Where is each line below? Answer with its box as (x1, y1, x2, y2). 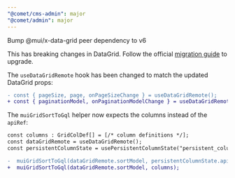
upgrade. (7, 57, 34, 65)
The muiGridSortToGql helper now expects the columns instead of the (7, 111, 208, 119)
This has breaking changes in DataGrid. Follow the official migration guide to (7, 50, 227, 58)
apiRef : (7, 118, 28, 127)
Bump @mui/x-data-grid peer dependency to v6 (7, 36, 147, 44)
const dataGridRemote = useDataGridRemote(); (7, 138, 142, 146)
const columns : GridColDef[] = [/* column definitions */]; (7, 132, 190, 139)
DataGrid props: (7, 78, 54, 86)
